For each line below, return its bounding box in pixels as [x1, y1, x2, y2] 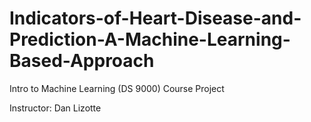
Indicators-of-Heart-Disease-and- [9, 7, 302, 30]
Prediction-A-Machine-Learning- [9, 28, 291, 51]
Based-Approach [9, 50, 155, 72]
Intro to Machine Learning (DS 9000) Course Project [9, 82, 225, 94]
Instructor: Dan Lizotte [9, 102, 102, 114]
